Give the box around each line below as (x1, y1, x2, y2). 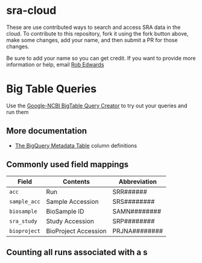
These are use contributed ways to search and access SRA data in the (6, 24, 181, 31)
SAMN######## (112, 207, 162, 215)
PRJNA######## (112, 227, 163, 235)
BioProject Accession (46, 227, 107, 235)
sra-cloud (6, 4, 57, 17)
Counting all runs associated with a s (6, 247, 148, 257)
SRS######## (112, 197, 155, 206)
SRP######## (112, 217, 155, 225)
